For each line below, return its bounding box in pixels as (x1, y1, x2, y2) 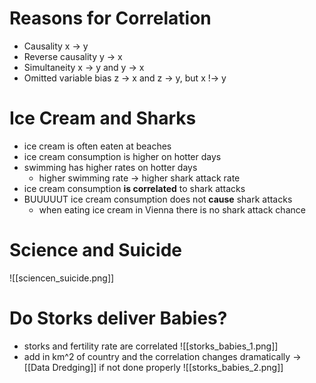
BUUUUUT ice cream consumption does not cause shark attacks (23, 193, 293, 205)
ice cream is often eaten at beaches (23, 140, 172, 152)
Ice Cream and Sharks (9, 107, 197, 130)
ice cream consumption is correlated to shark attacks (23, 182, 246, 194)
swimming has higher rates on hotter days (23, 161, 198, 173)
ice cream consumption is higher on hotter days (23, 150, 222, 162)
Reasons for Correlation (9, 7, 212, 30)
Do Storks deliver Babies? (9, 307, 228, 329)
